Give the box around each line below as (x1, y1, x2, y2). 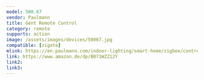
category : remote (6, 25, 50, 32)
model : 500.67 (6, 8, 42, 15)
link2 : (6, 59, 23, 65)
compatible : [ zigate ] (6, 43, 61, 49)
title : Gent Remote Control (6, 20, 78, 26)
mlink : (6, 48, 23, 54)
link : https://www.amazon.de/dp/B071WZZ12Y (6, 54, 118, 60)
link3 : (6, 64, 23, 71)
